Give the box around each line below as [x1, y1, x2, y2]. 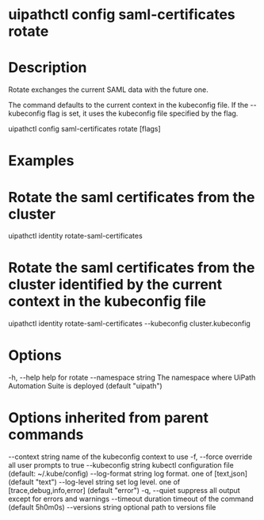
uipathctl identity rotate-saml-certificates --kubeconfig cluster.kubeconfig [8, 319, 251, 328]
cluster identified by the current [8, 276, 223, 294]
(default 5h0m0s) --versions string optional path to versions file [8, 503, 216, 512]
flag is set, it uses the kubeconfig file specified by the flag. [47, 109, 239, 118]
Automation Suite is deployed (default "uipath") [8, 381, 163, 391]
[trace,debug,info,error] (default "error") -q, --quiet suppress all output [8, 486, 240, 495]
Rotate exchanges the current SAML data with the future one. [8, 85, 209, 94]
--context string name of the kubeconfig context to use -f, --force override [8, 452, 253, 461]
